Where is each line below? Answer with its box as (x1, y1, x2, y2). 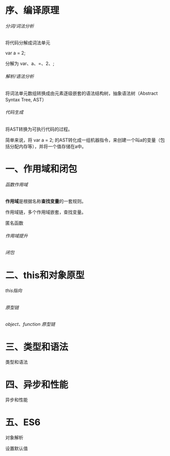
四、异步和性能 (5, 379, 69, 390)
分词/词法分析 (5, 23, 34, 29)
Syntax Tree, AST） (5, 96, 47, 102)
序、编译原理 (5, 5, 60, 16)
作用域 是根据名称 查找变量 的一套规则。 (5, 198, 86, 204)
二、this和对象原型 (5, 270, 85, 281)
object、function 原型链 (5, 321, 55, 327)
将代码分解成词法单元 (5, 39, 50, 46)
